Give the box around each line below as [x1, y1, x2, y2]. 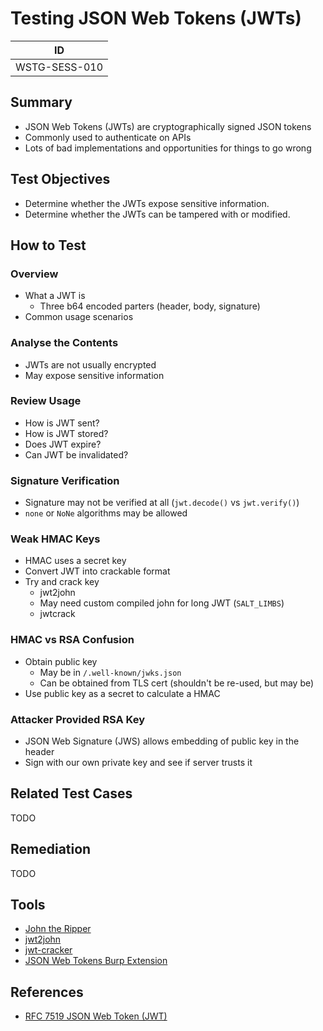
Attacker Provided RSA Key [10, 712, 145, 726]
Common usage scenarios [24, 311, 134, 323]
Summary [10, 94, 73, 111]
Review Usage [10, 394, 82, 408]
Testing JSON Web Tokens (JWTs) [10, 7, 302, 30]
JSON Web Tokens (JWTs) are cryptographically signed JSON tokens [24, 120, 312, 132]
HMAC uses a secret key [24, 555, 127, 567]
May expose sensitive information [24, 369, 165, 381]
